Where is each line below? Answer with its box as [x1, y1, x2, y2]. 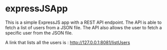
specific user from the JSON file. [5, 30, 73, 36]
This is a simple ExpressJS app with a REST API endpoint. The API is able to [5, 19, 162, 25]
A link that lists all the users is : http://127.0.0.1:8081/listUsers [5, 39, 130, 45]
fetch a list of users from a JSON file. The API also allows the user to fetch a [5, 24, 162, 30]
